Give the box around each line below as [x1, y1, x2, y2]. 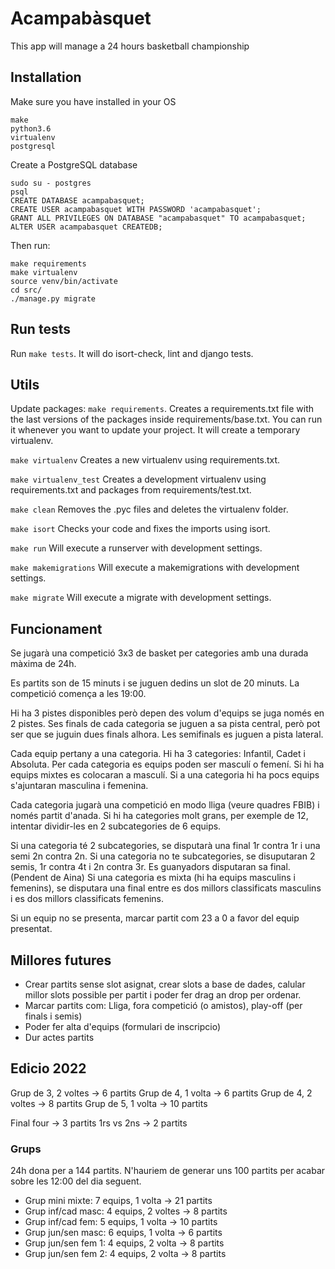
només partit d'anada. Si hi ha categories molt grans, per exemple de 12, [10, 810, 309, 822]
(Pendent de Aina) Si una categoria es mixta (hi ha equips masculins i [10, 872, 296, 884]
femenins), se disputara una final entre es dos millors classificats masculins [10, 882, 322, 894]
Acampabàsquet [10, 7, 152, 30]
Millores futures [10, 952, 112, 969]
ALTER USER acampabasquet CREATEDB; [10, 222, 163, 232]
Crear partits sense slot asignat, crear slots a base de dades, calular [24, 978, 306, 990]
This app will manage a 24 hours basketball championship [10, 40, 250, 52]
